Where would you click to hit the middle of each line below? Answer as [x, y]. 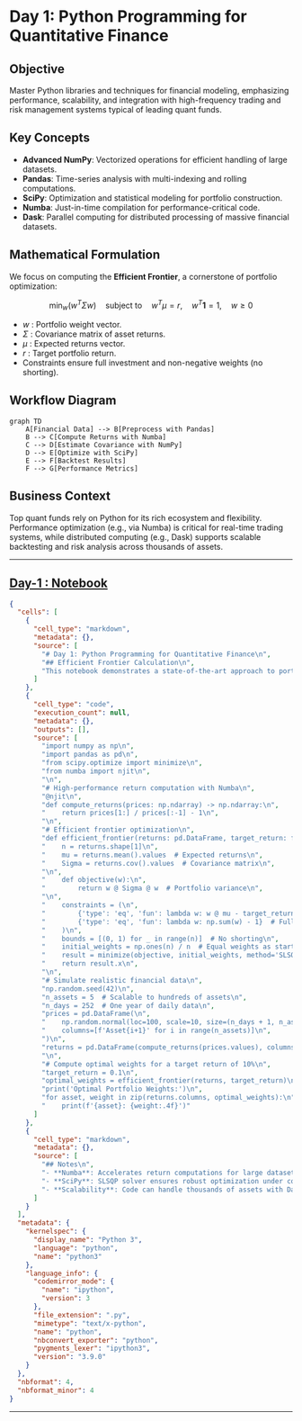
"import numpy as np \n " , [88, 746]
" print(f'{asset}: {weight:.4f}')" [116, 1106]
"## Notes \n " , [68, 1165]
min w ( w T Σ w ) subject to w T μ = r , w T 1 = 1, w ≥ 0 [151, 305]
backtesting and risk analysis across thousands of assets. [116, 546]
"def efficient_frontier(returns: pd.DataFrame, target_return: [164, 839]
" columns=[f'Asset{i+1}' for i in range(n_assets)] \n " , [156, 1031]
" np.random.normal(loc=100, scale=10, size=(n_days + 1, [159, 1022]
